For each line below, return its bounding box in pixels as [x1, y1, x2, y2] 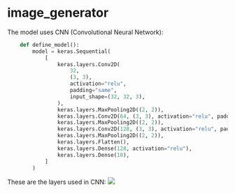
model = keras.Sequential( [32, 47, 111, 55]
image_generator [7, 5, 109, 21]
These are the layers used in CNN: [7, 178, 106, 186]
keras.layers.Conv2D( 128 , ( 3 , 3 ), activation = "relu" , [57, 125, 218, 133]
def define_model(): [20, 41, 80, 48]
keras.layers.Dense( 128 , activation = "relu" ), [57, 145, 192, 152]
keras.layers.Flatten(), [57, 139, 130, 146]
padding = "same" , [69, 87, 117, 94]
